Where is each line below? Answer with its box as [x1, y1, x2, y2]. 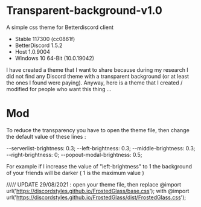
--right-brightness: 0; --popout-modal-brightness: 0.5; [6, 151, 142, 158]
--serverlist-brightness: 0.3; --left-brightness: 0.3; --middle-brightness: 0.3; [6, 144, 196, 151]
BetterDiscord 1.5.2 [14, 42, 63, 49]
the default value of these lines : [6, 133, 86, 140]
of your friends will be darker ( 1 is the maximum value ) [6, 169, 144, 176]
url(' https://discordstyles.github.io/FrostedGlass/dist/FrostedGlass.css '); [6, 194, 187, 201]
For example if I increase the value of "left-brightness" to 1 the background [6, 162, 192, 170]
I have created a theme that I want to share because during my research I [6, 66, 188, 73]
